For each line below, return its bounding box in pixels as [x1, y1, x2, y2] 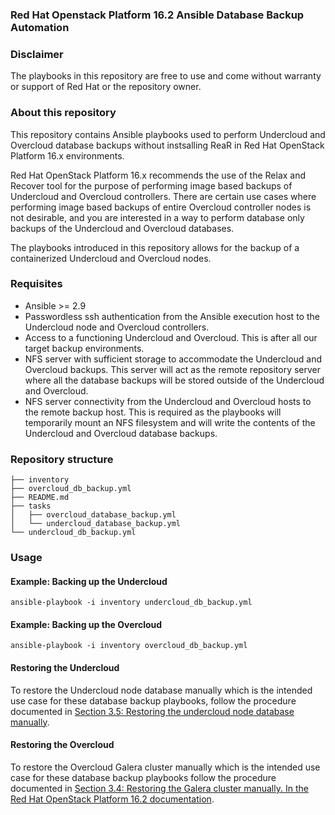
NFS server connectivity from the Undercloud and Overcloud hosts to [24, 395, 312, 407]
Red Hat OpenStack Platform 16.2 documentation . [10, 793, 215, 805]
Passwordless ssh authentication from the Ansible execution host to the [24, 310, 320, 322]
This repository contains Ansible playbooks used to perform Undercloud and [10, 128, 326, 140]
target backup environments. [24, 342, 145, 354]
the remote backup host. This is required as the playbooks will [24, 406, 282, 418]
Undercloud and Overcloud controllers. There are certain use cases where [10, 190, 317, 202]
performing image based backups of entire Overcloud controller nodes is [10, 201, 312, 213]
